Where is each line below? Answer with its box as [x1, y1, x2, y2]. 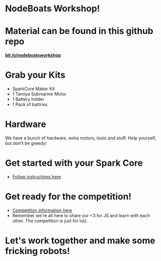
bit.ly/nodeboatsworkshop [5, 52, 61, 58]
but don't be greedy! [5, 140, 47, 146]
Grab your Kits [5, 69, 65, 81]
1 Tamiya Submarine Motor [12, 91, 66, 97]
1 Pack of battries [12, 101, 48, 107]
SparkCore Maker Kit [12, 86, 55, 92]
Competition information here [12, 207, 72, 213]
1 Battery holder [12, 97, 44, 102]
